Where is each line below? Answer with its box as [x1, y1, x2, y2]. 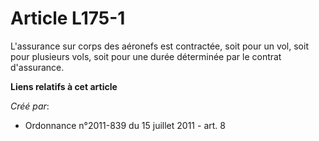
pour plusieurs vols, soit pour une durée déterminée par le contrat [10, 50, 282, 62]
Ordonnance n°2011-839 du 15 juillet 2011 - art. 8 [24, 119, 226, 131]
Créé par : [10, 100, 50, 112]
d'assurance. [10, 61, 65, 73]
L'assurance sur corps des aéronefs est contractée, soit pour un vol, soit [10, 40, 309, 52]
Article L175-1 [10, 7, 126, 30]
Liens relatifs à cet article [10, 80, 118, 92]
